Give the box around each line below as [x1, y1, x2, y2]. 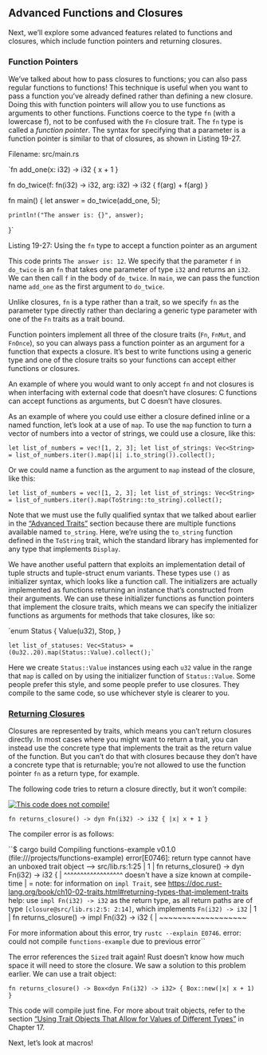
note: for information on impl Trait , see [35, 879, 167, 889]
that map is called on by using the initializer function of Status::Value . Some [8, 671, 256, 681]
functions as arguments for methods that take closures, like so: [8, 611, 215, 621]
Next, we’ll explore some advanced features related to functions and [8, 27, 233, 37]
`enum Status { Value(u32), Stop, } [8, 626, 121, 636]
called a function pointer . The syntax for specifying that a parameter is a [8, 126, 245, 135]
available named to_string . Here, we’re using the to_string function [8, 527, 234, 537]
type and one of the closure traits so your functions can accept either [8, 355, 237, 365]
